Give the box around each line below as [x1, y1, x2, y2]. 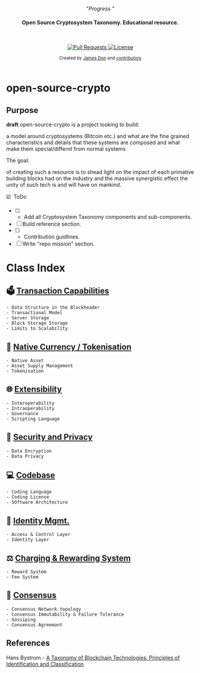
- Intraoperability [6, 405, 55, 412]
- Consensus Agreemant [6, 622, 63, 628]
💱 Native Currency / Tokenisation [6, 342, 132, 352]
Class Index [6, 261, 66, 275]
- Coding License [6, 494, 50, 500]
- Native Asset [6, 358, 44, 364]
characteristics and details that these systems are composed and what [6, 139, 180, 146]
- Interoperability [6, 400, 55, 406]
